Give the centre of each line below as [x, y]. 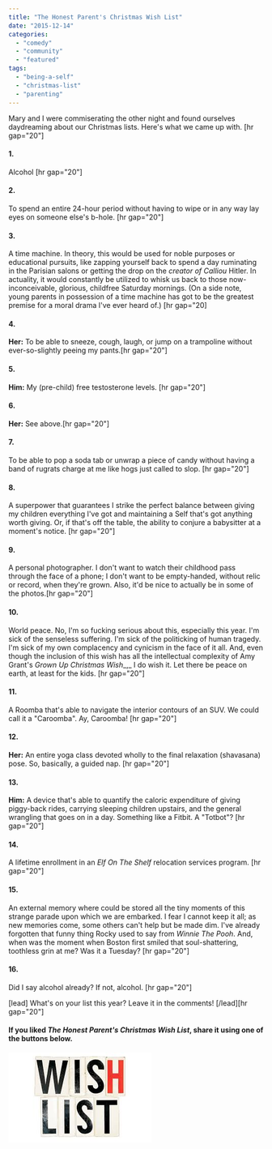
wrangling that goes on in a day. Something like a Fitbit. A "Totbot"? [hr [127, 818]
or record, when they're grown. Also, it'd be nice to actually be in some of [131, 585]
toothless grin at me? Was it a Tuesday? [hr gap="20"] [99, 950]
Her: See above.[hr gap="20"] [59, 423]
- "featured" [38, 60]
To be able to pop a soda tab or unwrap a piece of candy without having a [132, 460]
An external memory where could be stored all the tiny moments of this [127, 908]
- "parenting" [39, 94]
